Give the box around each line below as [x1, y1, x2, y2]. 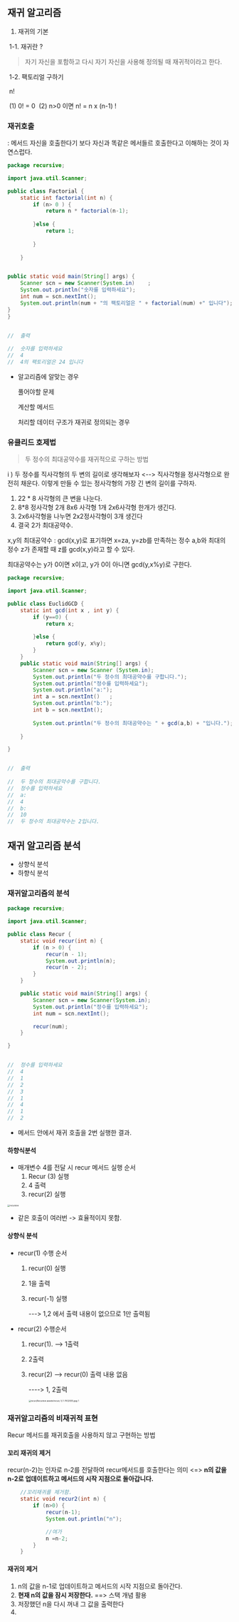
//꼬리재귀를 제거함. [20, 1489, 73, 1496]
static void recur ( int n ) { [20, 937, 103, 944]
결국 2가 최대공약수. [17, 521, 73, 529]
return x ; [45, 620, 75, 627]
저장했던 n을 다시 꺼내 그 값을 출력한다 [17, 1599, 124, 1608]
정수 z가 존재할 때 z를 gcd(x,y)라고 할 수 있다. [7, 545, 135, 554]
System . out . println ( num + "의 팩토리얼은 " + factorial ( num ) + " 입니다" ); [20, 299, 233, 307]
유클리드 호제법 [7, 437, 57, 447]
